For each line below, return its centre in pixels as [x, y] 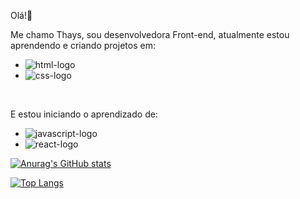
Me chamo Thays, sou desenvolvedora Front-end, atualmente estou [150, 34]
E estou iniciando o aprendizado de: [84, 114]
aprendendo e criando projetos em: [83, 45]
